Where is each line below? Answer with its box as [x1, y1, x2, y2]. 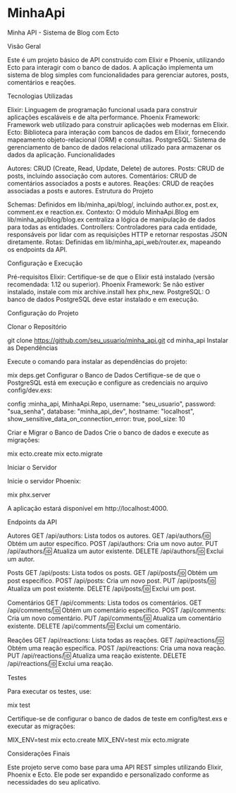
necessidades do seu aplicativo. [7, 777, 101, 786]
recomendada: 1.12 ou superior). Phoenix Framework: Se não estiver [7, 280, 205, 289]
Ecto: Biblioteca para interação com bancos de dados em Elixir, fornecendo [7, 128, 226, 136]
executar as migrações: [7, 722, 75, 730]
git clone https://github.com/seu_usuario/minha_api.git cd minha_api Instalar [7, 336, 229, 344]
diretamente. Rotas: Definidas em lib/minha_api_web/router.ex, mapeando [7, 238, 221, 246]
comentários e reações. [7, 78, 76, 86]
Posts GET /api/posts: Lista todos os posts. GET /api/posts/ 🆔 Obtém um [7, 568, 218, 576]
